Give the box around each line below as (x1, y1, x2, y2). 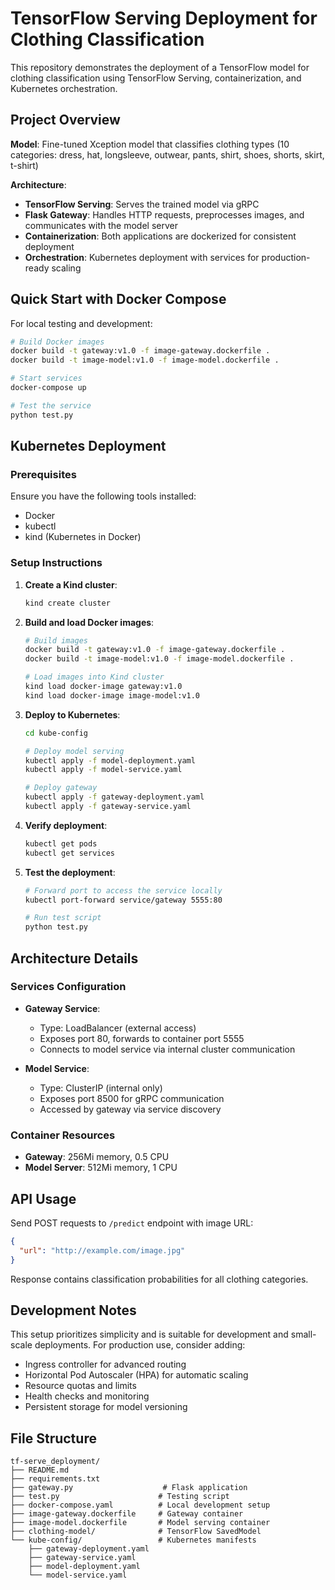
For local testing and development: (10, 317, 153, 329)
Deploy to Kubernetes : (24, 708, 121, 721)
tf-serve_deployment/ (10, 1457, 101, 1467)
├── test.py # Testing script (10, 1492, 230, 1502)
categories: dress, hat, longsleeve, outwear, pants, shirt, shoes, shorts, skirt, (10, 148, 325, 161)
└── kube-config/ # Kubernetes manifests (10, 1535, 257, 1546)
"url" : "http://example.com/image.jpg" (19, 1245, 186, 1256)
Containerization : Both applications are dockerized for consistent (24, 230, 297, 242)
